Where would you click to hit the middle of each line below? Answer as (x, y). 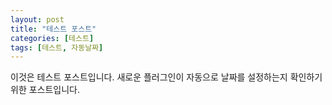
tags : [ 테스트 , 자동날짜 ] (57, 47)
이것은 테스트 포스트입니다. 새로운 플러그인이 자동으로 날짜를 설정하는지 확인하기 (166, 77)
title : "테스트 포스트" (53, 29)
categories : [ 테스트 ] (52, 38)
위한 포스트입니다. (45, 90)
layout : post (37, 19)
